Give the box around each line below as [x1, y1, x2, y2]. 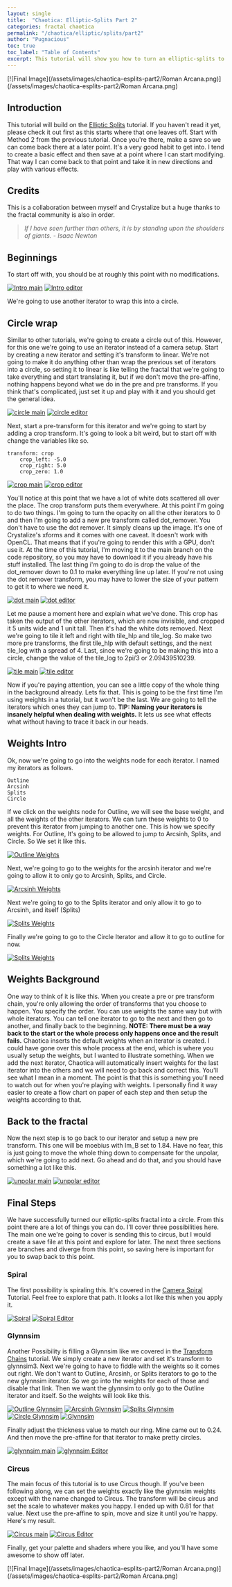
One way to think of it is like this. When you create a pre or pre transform [7, 992, 215, 1000]
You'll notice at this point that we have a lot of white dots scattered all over [7, 494, 220, 502]
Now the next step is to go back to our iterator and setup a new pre [7, 1134, 199, 1142]
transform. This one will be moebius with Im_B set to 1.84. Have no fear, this [7, 1141, 224, 1150]
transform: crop [7, 450, 54, 457]
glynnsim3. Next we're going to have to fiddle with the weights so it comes [7, 1362, 220, 1370]
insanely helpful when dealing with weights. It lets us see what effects [7, 710, 212, 718]
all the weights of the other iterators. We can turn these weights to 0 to [7, 815, 209, 823]
